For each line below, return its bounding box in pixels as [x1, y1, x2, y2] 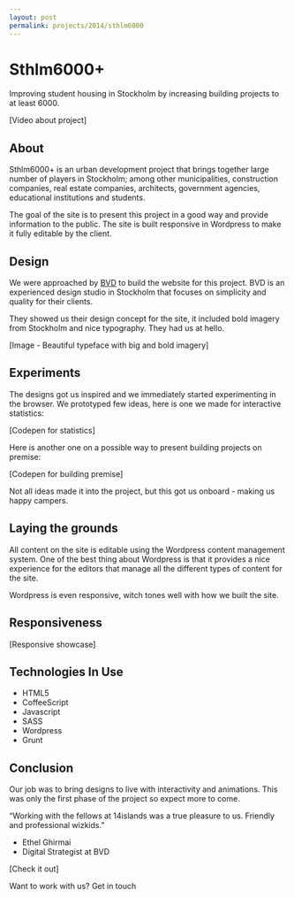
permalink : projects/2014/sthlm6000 [9, 21, 144, 30]
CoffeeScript [21, 697, 69, 708]
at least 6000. [9, 98, 60, 109]
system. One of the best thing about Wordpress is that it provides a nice [9, 554, 271, 564]
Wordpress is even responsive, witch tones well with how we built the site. [9, 589, 280, 600]
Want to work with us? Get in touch [9, 881, 137, 892]
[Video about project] [9, 115, 87, 126]
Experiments [9, 365, 81, 380]
